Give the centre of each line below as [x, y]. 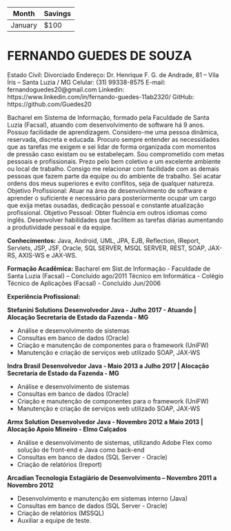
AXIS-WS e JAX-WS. [48, 255]
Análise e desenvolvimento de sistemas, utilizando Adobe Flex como [114, 442]
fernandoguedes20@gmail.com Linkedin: [66, 90]
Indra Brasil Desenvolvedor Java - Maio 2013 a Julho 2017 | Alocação [108, 366]
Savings [57, 13]
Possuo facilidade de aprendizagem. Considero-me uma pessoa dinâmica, [113, 132]
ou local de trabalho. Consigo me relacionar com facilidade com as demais [113, 169]
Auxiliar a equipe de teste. [54, 520]
